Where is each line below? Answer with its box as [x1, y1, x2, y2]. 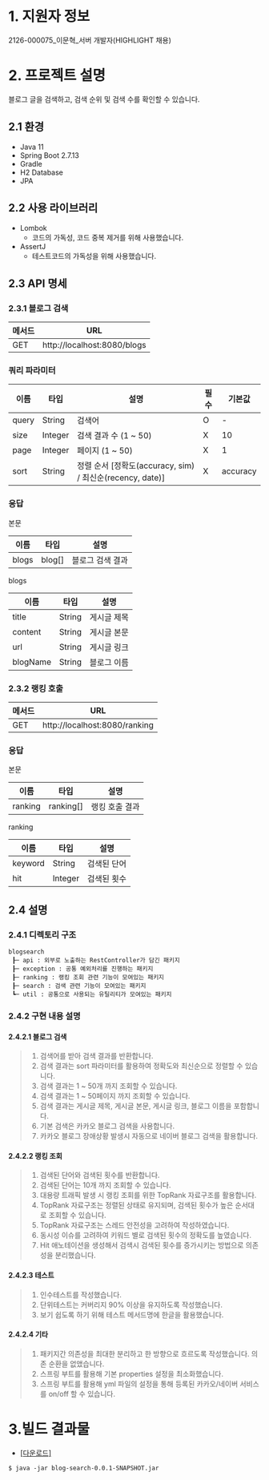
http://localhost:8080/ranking [42, 720, 155, 731]
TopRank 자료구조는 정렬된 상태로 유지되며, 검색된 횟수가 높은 [39, 1200, 234, 1210]
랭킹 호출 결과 [90, 801, 140, 813]
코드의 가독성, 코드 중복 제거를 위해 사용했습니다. [31, 232, 184, 242]
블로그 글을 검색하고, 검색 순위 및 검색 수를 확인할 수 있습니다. [8, 94, 200, 104]
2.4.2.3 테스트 [8, 1270, 54, 1280]
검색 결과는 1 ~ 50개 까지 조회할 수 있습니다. [39, 1081, 178, 1091]
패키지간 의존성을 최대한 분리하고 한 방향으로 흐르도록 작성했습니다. [39, 1349, 250, 1358]
